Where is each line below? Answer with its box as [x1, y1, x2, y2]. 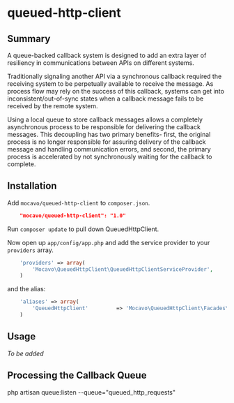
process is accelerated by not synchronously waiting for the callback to [7, 152, 212, 161]
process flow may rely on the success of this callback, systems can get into [7, 87, 225, 95]
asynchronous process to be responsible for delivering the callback [7, 123, 201, 131]
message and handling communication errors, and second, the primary [7, 145, 211, 153]
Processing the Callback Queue [7, 369, 147, 381]
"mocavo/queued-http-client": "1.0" [19, 212, 127, 219]
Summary [7, 33, 51, 45]
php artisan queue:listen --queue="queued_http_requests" [7, 388, 176, 396]
